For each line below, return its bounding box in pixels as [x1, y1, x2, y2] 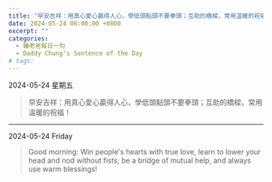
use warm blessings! [28, 163, 98, 174]
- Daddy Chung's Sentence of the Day [15, 49, 143, 57]
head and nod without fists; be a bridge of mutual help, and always [28, 155, 252, 165]
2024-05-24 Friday [8, 131, 73, 141]
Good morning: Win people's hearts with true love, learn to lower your [28, 146, 261, 156]
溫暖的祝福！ [28, 107, 71, 117]
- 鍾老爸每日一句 [15, 42, 66, 50]
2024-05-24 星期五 [8, 80, 74, 90]
